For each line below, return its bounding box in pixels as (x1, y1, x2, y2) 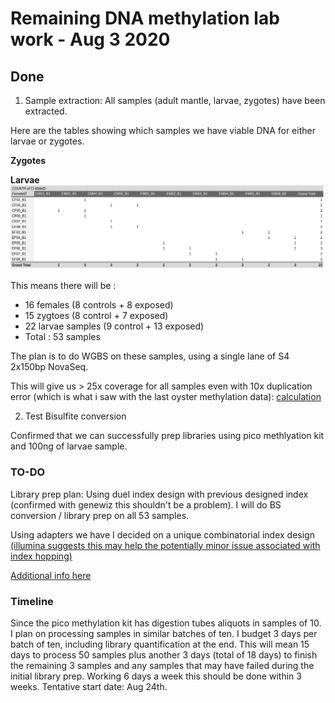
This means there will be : (10, 280, 117, 292)
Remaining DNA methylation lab (10, 7, 280, 30)
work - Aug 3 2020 (10, 28, 171, 51)
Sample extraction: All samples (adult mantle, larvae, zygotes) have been (24, 95, 326, 106)
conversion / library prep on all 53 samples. (10, 509, 190, 521)
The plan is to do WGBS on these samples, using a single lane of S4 (10, 350, 290, 362)
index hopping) (10, 550, 73, 562)
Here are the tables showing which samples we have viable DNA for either (10, 125, 316, 136)
